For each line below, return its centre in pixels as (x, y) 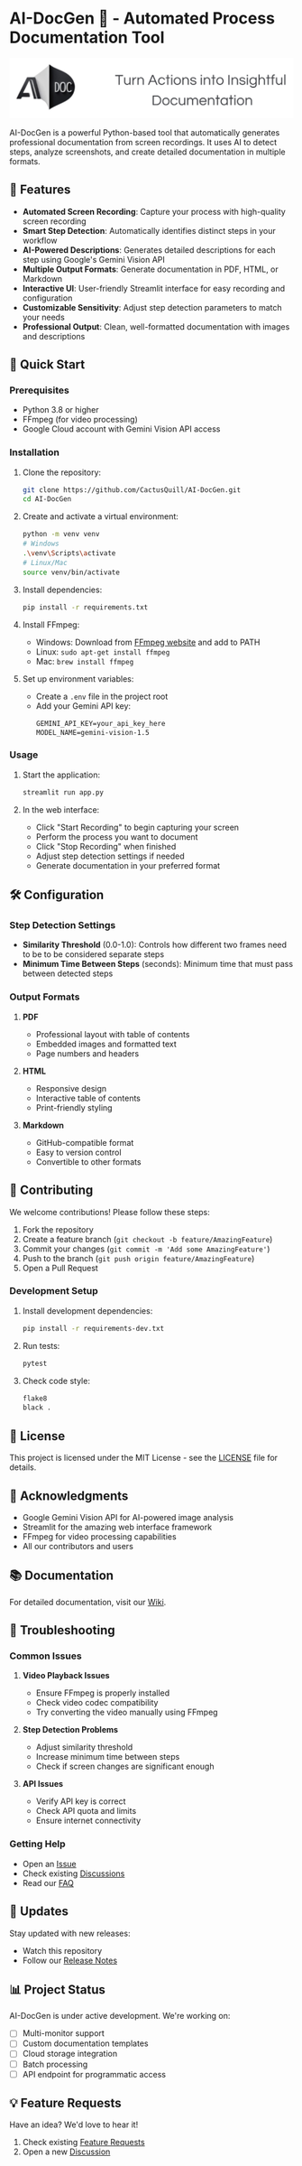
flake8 (35, 1399)
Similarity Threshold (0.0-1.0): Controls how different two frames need (154, 945)
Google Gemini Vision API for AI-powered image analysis (128, 1517)
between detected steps (68, 973)
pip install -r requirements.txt (85, 607)
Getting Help (37, 1844)
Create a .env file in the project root (102, 696)
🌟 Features (40, 190)
